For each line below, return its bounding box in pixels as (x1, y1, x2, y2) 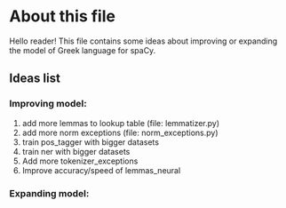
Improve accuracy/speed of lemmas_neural (21, 164, 181, 175)
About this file (9, 6, 115, 27)
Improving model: (9, 98, 87, 110)
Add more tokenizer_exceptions (21, 156, 139, 166)
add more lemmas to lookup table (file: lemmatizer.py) (21, 117, 220, 128)
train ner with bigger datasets (21, 146, 131, 156)
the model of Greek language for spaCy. (9, 44, 156, 55)
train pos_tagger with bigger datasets (21, 136, 160, 148)
